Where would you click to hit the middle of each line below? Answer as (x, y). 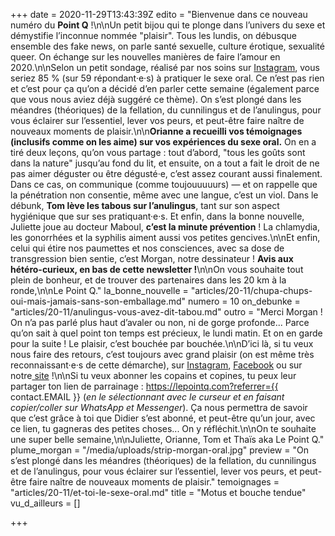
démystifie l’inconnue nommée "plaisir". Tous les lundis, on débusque (153, 35)
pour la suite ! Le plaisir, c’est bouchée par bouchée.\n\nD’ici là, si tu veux (162, 343)
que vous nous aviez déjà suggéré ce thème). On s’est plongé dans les (156, 99)
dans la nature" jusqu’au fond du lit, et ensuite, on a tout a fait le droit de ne (165, 163)
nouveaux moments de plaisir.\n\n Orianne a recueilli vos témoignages (156, 131)
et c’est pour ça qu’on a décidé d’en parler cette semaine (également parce (165, 88)
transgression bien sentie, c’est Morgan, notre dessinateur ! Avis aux (152, 258)
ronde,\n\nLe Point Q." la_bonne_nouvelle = (99, 290)
